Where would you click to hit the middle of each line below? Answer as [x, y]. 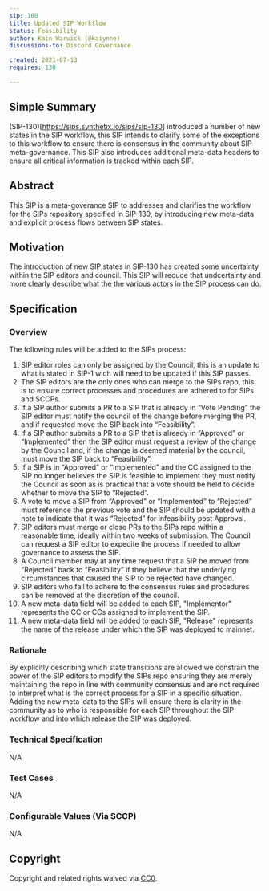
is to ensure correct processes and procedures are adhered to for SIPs [137, 391]
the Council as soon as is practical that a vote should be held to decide [137, 484]
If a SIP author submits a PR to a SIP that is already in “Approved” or [132, 433]
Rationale [28, 649]
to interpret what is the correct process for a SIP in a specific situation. [126, 693]
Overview [28, 332]
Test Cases [32, 778]
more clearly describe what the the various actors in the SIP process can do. [135, 284]
